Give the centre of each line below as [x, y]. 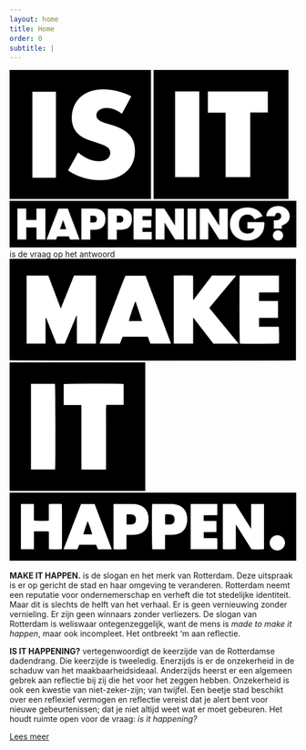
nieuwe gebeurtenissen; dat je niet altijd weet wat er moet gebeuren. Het [146, 709]
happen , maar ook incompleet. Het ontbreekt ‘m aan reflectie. [125, 633]
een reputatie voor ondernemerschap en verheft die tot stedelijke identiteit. [150, 595]
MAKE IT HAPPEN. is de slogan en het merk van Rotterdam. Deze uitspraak [151, 576]
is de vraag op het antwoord [62, 254]
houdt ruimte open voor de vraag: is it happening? [103, 719]
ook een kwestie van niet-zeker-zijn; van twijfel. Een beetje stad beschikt [147, 690]
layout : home [34, 19]
